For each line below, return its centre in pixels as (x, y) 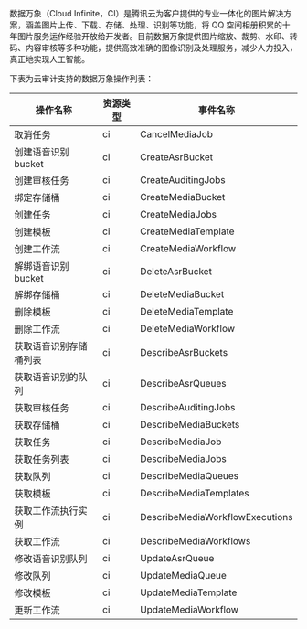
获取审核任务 (42, 408)
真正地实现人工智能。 (49, 59)
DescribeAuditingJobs (188, 407)
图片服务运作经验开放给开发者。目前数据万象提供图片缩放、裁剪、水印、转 (157, 36)
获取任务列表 (42, 459)
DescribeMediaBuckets (190, 425)
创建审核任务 (42, 181)
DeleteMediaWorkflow (188, 329)
